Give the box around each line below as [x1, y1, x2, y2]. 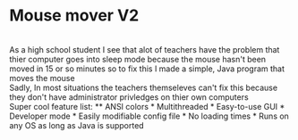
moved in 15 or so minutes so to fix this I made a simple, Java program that [9, 63, 285, 74]
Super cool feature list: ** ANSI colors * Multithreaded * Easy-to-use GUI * [9, 101, 285, 111]
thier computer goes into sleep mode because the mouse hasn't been [9, 54, 267, 64]
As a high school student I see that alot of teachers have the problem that [9, 44, 280, 54]
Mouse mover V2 [9, 5, 140, 26]
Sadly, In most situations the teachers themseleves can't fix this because [9, 82, 278, 93]
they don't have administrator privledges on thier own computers [9, 91, 249, 103]
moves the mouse [9, 72, 75, 83]
